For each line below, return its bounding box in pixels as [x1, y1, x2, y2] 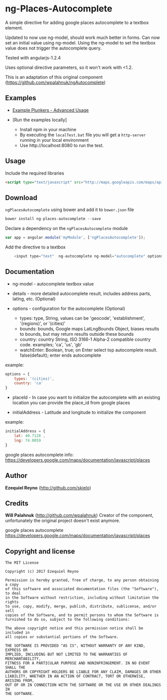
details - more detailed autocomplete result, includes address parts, [12, 290, 152, 296]
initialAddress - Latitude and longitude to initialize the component [12, 410, 146, 416]
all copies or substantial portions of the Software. [5, 635, 119, 640]
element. [5, 24, 23, 30]
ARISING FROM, [5, 678, 35, 684]
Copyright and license [5, 547, 76, 555]
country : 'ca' [14, 381, 43, 386]
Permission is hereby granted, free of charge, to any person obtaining [5, 578, 159, 583]
